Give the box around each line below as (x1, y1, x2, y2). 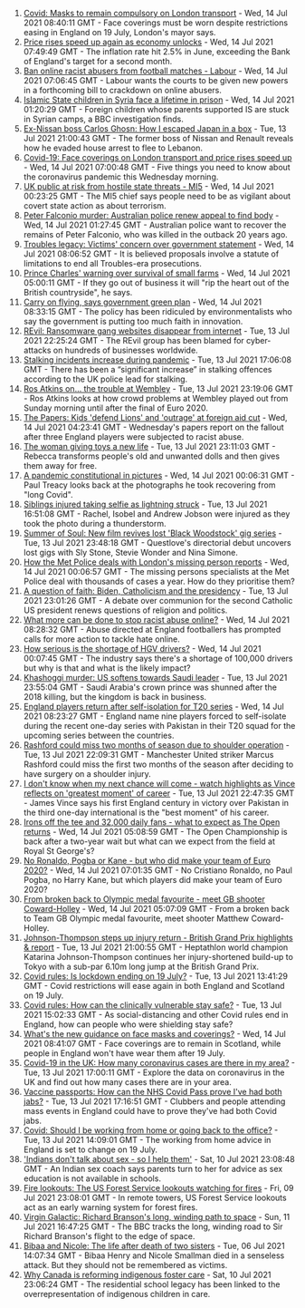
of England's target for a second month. (23, 56, 173, 66)
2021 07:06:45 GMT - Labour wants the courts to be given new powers (23, 75, 289, 85)
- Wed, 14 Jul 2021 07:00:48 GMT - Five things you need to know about (23, 162, 291, 172)
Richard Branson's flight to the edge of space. (23, 1231, 195, 1241)
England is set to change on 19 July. (23, 1144, 157, 1155)
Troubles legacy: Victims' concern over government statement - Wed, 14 (23, 239, 295, 249)
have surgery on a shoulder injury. (23, 769, 152, 779)
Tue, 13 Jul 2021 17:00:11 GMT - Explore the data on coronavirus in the (23, 1067, 285, 1078)
